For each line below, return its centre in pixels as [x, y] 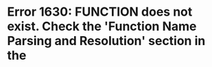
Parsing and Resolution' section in [106, 41]
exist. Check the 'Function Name [102, 26]
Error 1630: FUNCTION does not [100, 12]
